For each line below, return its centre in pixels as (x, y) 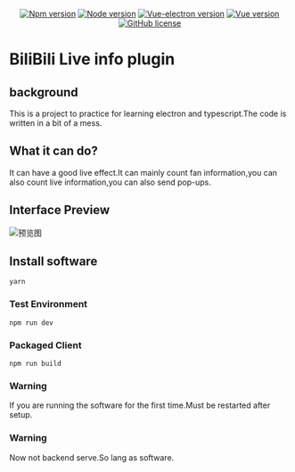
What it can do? (53, 151)
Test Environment (48, 304)
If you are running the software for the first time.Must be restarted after (140, 405)
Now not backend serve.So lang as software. (92, 457)
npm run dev (31, 323)
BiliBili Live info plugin (92, 59)
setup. (21, 415)
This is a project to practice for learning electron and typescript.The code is (148, 113)
